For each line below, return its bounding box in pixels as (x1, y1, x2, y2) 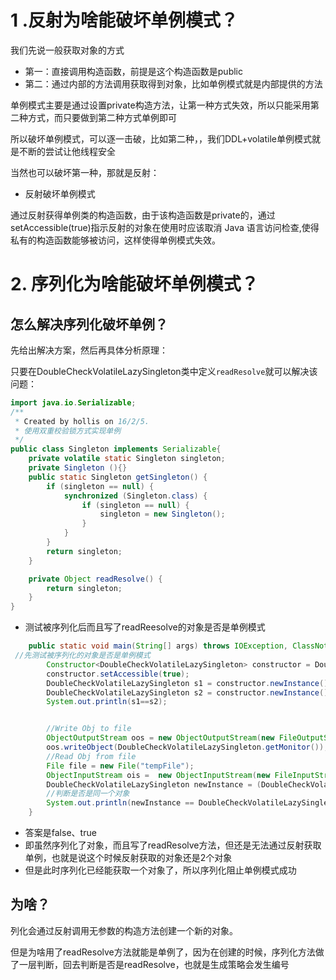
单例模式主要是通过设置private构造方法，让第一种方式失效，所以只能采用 (10, 99, 311, 111)
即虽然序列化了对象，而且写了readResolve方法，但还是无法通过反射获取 (24, 839, 322, 851)
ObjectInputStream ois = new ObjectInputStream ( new (46, 770, 271, 780)
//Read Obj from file (46, 751, 137, 761)
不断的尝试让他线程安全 (18, 145, 116, 157)
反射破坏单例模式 (24, 187, 96, 200)
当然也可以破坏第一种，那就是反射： (10, 166, 160, 178)
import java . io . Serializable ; (10, 397, 137, 408)
